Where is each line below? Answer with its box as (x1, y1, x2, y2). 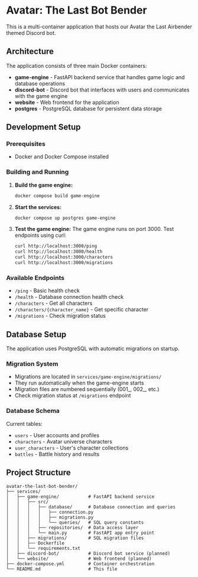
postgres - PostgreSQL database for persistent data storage (14, 105, 163, 112)
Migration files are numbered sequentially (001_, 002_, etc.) (14, 386, 160, 393)
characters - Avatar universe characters (14, 438, 112, 445)
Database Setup (6, 329, 67, 340)
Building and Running (6, 168, 69, 176)
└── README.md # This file (6, 566, 118, 572)
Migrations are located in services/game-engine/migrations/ (14, 373, 162, 380)
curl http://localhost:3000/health (14, 249, 103, 255)
